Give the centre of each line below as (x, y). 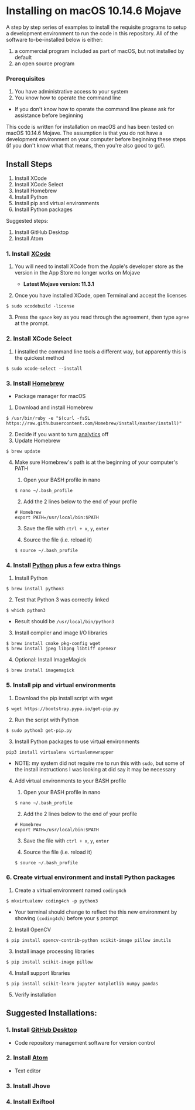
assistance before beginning (49, 115)
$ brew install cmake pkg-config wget (53, 644)
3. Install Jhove (28, 1086)
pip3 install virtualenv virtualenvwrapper (60, 752)
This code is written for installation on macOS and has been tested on (90, 127)
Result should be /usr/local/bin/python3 (64, 621)
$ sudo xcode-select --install (44, 369)
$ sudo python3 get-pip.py (39, 730)
